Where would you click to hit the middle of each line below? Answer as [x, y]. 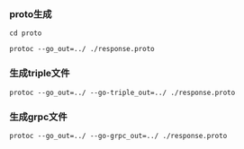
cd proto [26, 33]
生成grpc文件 [38, 117]
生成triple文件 [40, 74]
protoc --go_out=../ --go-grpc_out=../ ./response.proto [118, 136]
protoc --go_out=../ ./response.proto [82, 49]
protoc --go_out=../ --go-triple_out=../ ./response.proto [122, 92]
